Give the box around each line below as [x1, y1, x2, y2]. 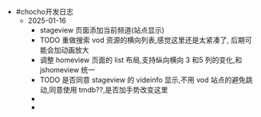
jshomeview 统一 [39, 65, 96, 74]
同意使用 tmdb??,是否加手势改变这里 [49, 85, 168, 94]
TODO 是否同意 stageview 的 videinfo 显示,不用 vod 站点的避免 [39, 75, 246, 84]
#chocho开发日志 [15, 7, 74, 16]
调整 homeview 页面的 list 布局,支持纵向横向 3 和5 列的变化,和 [39, 55, 243, 64]
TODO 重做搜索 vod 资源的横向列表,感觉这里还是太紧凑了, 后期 [39, 35, 245, 45]
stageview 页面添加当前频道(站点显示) [39, 25, 165, 34]
